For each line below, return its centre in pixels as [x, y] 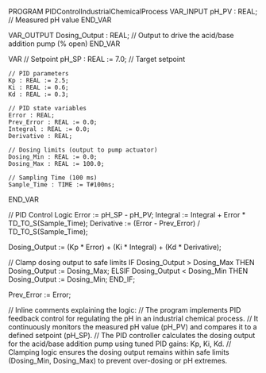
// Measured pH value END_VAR [60, 20]
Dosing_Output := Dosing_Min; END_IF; [72, 279]
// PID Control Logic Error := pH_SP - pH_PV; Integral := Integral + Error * [127, 215]
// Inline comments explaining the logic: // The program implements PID [125, 310]
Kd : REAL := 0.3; [39, 94]
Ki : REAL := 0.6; [39, 87]
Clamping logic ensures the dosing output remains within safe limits [119, 352]
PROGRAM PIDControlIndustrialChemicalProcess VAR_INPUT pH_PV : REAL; [133, 12]
